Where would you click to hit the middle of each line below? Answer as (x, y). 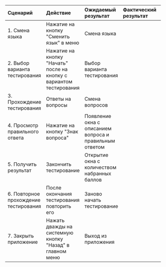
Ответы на (59, 99)
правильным (100, 141)
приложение (23, 242)
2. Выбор (19, 63)
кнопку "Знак (62, 132)
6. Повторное (24, 194)
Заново (93, 194)
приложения (100, 242)
